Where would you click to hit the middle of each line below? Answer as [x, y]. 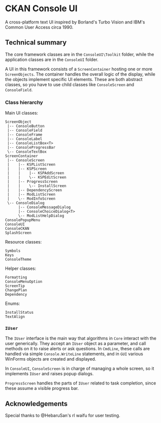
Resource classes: [23, 242]
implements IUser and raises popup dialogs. [49, 374]
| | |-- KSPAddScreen [36, 173]
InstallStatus [20, 313]
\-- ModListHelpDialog [41, 216]
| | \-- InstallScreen [37, 186]
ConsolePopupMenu [23, 220]
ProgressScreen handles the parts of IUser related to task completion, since [80, 383]
